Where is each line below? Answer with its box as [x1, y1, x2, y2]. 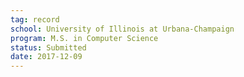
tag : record [10, 14, 60, 25]
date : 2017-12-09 [10, 52, 83, 62]
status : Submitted [10, 42, 87, 53]
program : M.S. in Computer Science [10, 33, 159, 43]
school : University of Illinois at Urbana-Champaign [10, 24, 235, 34]
